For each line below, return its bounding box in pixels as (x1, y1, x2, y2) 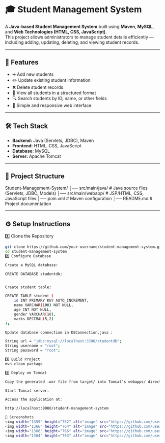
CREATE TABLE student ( (5, 294, 54, 299)
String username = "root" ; (5, 343, 60, 348)
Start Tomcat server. (5, 388, 50, 393)
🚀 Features (5, 58, 39, 67)
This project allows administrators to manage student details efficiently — (5, 34, 154, 40)
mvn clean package (5, 361, 43, 366)
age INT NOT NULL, (14, 307, 52, 312)
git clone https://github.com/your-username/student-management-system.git (5, 244, 164, 249)
